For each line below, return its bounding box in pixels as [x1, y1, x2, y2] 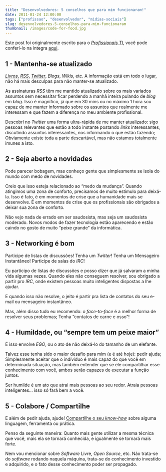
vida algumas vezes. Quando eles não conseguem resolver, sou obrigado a [5, 273, 160, 279]
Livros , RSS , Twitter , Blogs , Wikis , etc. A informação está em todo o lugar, [5, 73, 157, 79]
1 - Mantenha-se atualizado [5, 60, 92, 68]
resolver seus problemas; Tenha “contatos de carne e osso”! [5, 314, 130, 320]
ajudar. [5, 284, 19, 290]
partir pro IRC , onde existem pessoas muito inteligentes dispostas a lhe [5, 278, 151, 284]
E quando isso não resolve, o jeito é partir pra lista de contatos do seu [5, 293, 149, 299]
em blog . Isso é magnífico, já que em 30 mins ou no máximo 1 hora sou [5, 98, 151, 104]
